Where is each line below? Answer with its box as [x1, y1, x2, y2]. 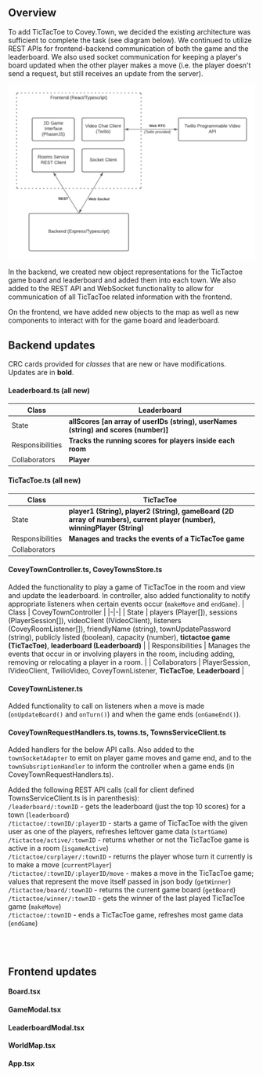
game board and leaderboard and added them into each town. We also [8, 275, 236, 285]
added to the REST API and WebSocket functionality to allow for [8, 284, 214, 294]
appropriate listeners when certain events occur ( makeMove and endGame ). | [8, 600, 245, 609]
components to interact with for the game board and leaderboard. [8, 316, 221, 325]
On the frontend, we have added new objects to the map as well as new [8, 308, 240, 317]
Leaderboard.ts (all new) [8, 385, 90, 395]
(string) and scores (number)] [68, 425, 169, 434]
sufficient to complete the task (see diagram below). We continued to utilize [8, 35, 252, 45]
